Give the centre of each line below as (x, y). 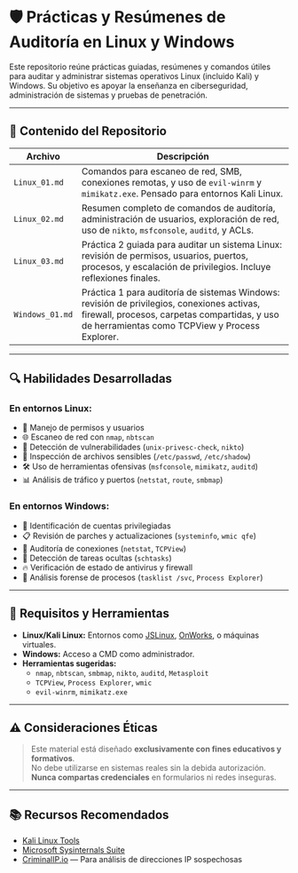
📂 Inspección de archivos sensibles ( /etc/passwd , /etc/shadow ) (136, 456)
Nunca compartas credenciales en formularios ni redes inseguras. (153, 777)
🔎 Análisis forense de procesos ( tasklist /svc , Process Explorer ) (142, 577)
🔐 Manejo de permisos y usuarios (83, 428)
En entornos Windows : (59, 506)
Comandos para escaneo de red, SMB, (161, 171)
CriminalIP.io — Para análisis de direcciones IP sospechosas (132, 860)
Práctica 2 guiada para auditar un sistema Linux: (181, 244)
